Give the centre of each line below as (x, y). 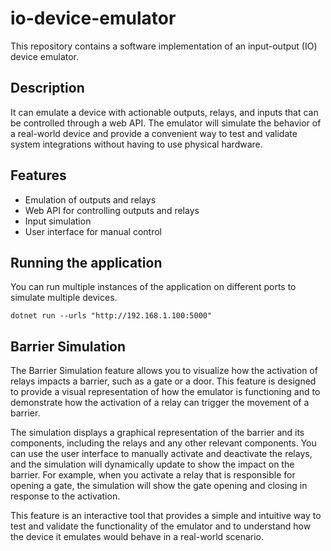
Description (47, 88)
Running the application (86, 262)
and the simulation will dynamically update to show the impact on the (152, 464)
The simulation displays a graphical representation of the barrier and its (157, 433)
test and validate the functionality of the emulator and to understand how (161, 526)
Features (38, 175)
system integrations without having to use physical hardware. (136, 144)
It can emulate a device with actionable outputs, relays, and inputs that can (164, 112)
